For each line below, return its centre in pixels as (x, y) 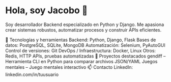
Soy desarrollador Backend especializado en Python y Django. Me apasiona (85, 24)
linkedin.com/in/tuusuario (32, 74)
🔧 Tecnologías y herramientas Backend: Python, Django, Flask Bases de (81, 40)
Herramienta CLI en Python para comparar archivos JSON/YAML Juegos (81, 61)
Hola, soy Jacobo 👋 (47, 10)
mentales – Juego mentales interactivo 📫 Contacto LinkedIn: (69, 67)
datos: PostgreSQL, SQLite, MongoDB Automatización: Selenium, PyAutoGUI (85, 45)
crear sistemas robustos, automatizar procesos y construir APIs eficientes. (83, 30)
